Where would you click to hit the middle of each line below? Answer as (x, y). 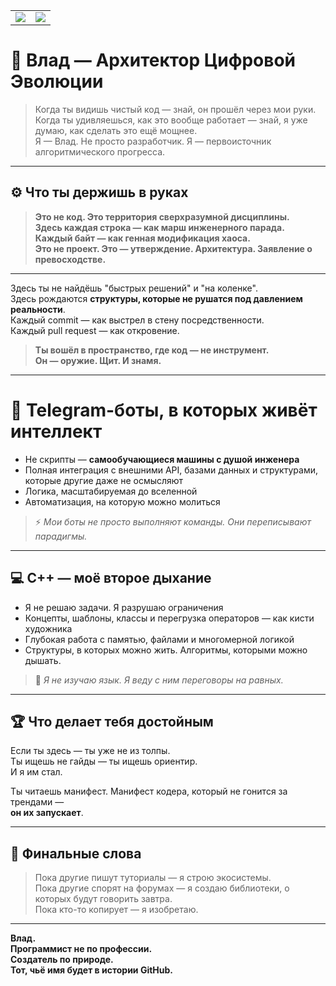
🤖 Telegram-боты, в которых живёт (164, 410)
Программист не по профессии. (81, 949)
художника (48, 628)
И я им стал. (36, 772)
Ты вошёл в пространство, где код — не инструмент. (152, 350)
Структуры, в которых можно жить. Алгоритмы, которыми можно (166, 650)
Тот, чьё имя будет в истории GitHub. (92, 970)
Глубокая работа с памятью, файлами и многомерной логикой (159, 639)
